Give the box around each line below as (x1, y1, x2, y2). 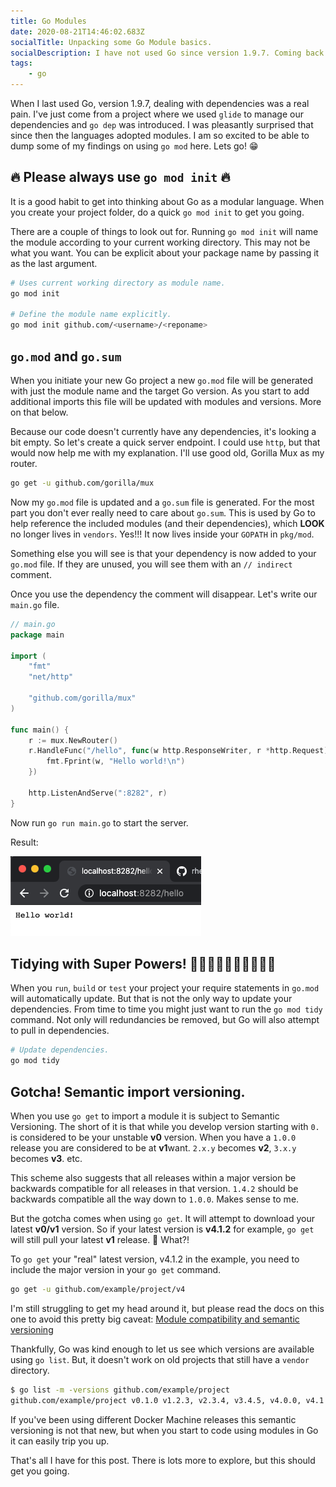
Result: (10, 836, 39, 848)
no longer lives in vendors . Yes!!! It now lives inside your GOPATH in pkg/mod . (10, 528, 315, 540)
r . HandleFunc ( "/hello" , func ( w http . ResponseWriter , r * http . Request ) (28, 746, 329, 756)
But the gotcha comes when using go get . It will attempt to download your (10, 1213, 315, 1224)
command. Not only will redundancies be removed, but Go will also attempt (10, 1014, 320, 1026)
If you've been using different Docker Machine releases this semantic (10, 1413, 297, 1425)
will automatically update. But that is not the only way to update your (10, 993, 293, 1005)
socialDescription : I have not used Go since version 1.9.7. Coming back (10, 48, 325, 58)
